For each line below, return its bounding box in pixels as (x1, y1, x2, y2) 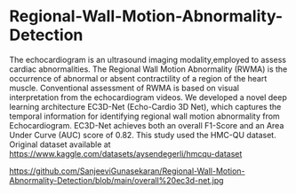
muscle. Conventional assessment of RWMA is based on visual (9, 82, 240, 93)
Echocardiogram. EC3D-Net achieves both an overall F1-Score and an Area (9, 120, 284, 130)
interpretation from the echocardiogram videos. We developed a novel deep (9, 91, 287, 103)
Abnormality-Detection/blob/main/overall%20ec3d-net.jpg (9, 175, 224, 185)
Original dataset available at (9, 139, 111, 150)
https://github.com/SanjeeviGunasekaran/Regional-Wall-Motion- (9, 166, 246, 176)
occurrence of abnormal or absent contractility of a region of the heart (9, 73, 268, 83)
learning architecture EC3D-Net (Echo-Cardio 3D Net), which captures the (9, 101, 282, 112)
